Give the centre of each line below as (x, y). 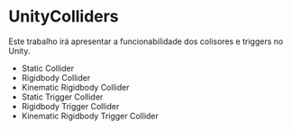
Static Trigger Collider (62, 97)
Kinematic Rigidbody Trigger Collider (90, 116)
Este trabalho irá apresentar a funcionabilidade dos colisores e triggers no (146, 41)
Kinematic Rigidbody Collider (75, 87)
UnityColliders (64, 17)
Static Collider (47, 68)
